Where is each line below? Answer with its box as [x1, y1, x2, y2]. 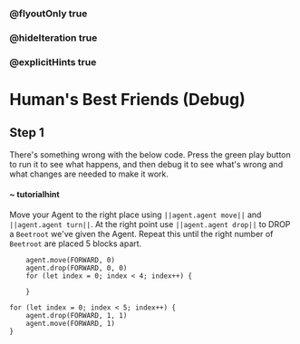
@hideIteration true [9, 31, 98, 43]
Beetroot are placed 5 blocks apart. [9, 238, 142, 249]
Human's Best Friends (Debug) [9, 89, 247, 110]
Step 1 [9, 125, 45, 140]
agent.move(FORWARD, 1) [25, 319, 116, 328]
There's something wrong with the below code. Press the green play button [9, 148, 292, 160]
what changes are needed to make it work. [9, 168, 169, 179]
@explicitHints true [9, 55, 97, 68]
